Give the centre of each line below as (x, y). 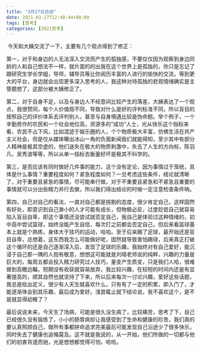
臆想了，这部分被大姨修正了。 (48, 89)
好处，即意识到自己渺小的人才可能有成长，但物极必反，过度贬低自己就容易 (103, 210)
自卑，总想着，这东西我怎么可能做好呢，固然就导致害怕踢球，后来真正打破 (103, 240)
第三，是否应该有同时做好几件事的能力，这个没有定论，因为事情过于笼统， (98, 167)
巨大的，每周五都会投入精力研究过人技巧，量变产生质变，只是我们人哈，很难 (100, 262)
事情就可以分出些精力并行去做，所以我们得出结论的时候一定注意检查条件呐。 (100, 189)
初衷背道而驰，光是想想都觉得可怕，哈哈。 (69, 342)
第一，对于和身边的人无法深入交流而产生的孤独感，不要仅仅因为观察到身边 (98, 59)
